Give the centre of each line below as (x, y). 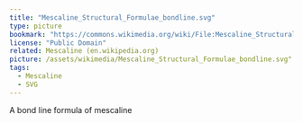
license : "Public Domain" (58, 43)
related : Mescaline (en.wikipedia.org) (84, 51)
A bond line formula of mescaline (71, 110)
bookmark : (28, 34)
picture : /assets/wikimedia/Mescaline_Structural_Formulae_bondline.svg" (151, 59)
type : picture (36, 26)
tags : (19, 68)
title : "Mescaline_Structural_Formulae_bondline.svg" (113, 18)
